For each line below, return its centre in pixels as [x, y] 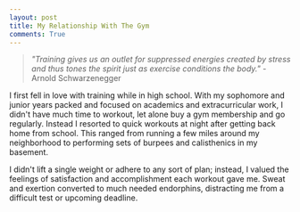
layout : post [33, 17]
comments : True [37, 34]
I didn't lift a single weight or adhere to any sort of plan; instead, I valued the [149, 169]
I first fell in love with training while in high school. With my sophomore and [147, 95]
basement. [29, 152]
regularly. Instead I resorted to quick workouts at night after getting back [142, 124]
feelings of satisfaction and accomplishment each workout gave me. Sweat [147, 179]
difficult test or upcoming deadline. [74, 198]
